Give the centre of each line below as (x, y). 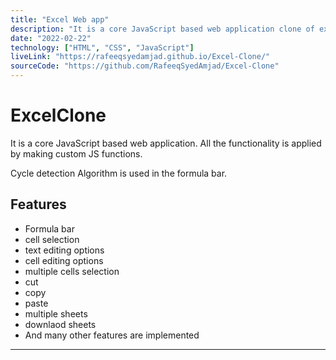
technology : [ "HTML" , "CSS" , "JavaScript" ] (102, 47)
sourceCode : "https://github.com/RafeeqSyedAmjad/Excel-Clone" (145, 66)
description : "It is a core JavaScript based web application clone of (162, 29)
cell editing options (64, 260)
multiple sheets (56, 313)
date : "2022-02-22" (51, 38)
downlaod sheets (60, 324)
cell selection (52, 239)
